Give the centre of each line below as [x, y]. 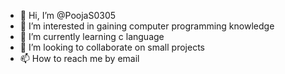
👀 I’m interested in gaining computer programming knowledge [147, 26]
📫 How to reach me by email [79, 58]
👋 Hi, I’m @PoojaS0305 [68, 15]
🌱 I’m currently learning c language [92, 36]
